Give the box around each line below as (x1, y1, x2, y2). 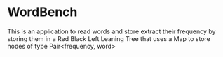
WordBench (7, 4, 78, 20)
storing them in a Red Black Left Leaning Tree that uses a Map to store (7, 34, 210, 42)
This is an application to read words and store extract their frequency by (7, 27, 216, 35)
